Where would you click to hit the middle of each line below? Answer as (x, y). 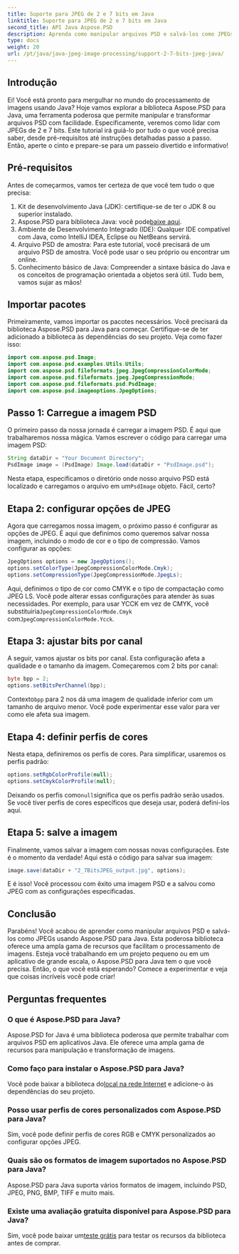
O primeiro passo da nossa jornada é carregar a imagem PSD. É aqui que (114, 430)
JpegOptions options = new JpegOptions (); (71, 561)
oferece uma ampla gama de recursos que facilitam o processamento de (114, 947)
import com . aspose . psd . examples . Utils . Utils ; (76, 365)
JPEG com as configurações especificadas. (71, 892)
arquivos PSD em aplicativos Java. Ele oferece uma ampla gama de (106, 1042)
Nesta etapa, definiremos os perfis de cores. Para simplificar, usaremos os (117, 754)
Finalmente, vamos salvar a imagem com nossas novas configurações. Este (118, 850)
